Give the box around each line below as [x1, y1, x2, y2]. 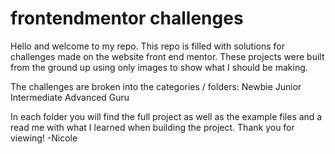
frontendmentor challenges [10, 7, 244, 30]
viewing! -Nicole [10, 132, 78, 144]
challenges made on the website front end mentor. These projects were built [10, 50, 325, 62]
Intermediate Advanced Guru [10, 91, 130, 103]
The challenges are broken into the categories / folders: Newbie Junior [10, 80, 302, 92]
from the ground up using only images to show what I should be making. [10, 61, 308, 73]
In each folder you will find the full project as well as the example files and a [10, 110, 323, 122]
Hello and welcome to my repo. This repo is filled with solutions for [10, 40, 285, 52]
